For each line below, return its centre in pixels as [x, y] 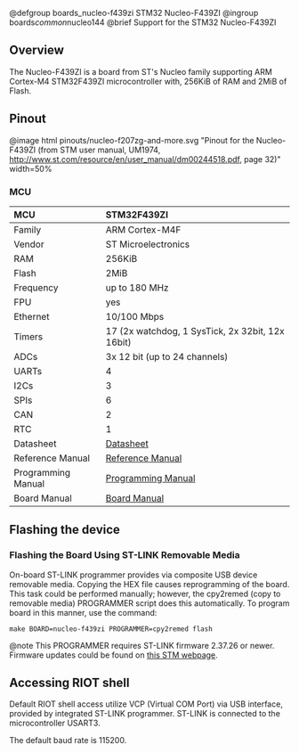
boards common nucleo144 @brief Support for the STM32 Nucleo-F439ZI [143, 22]
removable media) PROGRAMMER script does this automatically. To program [149, 603]
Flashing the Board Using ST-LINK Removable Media [125, 555]
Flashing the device [65, 530]
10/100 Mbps [135, 316]
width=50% [31, 168]
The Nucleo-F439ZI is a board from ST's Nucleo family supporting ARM [141, 71]
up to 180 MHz [137, 287]
